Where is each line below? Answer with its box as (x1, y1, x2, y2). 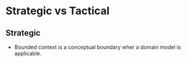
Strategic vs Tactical (5, 4, 110, 18)
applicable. (14, 50, 42, 57)
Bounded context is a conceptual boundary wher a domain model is (14, 43, 181, 51)
